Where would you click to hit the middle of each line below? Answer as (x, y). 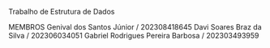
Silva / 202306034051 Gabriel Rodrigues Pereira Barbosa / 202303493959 (134, 36)
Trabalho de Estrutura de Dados (62, 12)
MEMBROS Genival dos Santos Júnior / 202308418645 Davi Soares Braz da (135, 27)
